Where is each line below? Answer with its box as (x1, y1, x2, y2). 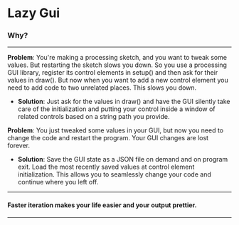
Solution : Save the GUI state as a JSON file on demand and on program (17, 155, 228, 164)
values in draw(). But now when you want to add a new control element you (7, 76, 229, 85)
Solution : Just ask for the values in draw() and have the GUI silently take (17, 98, 230, 106)
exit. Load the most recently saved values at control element (17, 162, 195, 172)
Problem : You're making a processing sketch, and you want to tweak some (7, 53, 228, 62)
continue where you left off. (17, 178, 99, 187)
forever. (7, 141, 31, 150)
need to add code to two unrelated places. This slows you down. (7, 83, 197, 92)
